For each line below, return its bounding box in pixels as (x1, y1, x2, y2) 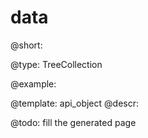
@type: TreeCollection (10, 58, 103, 70)
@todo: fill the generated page (10, 116, 137, 128)
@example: (10, 77, 57, 90)
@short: (10, 39, 43, 51)
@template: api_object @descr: (10, 97, 139, 109)
